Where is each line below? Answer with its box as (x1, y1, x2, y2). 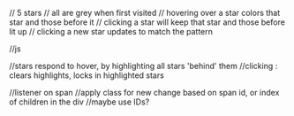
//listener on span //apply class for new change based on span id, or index (9, 88, 280, 97)
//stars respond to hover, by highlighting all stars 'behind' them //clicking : (9, 61, 278, 71)
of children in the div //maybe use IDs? (9, 97, 150, 107)
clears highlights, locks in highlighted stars (9, 70, 165, 81)
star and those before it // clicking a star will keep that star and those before (9, 17, 285, 27)
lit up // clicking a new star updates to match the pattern (9, 27, 214, 36)
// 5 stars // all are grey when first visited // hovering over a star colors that (9, 8, 281, 18)
